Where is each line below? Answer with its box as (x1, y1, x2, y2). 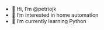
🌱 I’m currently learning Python (11, 18, 86, 24)
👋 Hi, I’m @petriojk (11, 6, 57, 12)
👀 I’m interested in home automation (11, 12, 99, 18)
